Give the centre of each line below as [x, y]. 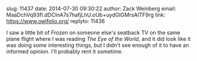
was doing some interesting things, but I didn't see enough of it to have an [98, 45]
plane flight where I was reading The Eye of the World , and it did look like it [99, 39]
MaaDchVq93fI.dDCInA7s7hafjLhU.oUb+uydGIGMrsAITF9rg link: [86, 15]
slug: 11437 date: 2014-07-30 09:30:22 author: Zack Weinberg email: [91, 9]
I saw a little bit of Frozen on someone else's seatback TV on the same [93, 33]
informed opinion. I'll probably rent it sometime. [65, 52]
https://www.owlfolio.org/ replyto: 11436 [56, 21]
